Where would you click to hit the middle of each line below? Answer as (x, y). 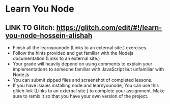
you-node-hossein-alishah (49, 35)
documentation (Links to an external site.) (56, 58)
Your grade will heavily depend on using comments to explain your (82, 64)
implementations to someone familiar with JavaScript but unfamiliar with (88, 69)
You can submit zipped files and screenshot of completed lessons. (82, 80)
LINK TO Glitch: (30, 28)
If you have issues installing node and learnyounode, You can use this (86, 85)
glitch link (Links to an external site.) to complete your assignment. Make (89, 91)
